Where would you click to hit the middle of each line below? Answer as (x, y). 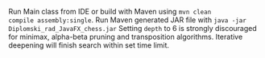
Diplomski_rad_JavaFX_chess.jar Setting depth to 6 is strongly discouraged (133, 28)
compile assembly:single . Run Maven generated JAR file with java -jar (128, 20)
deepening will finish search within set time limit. (89, 45)
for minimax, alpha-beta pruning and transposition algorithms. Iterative (126, 37)
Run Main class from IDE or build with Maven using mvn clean (110, 12)
